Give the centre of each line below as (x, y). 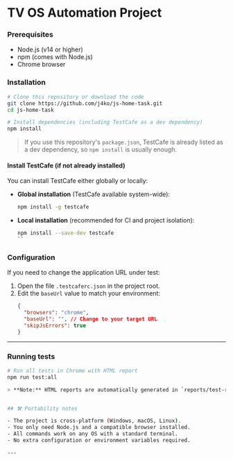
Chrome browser (41, 65)
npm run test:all (32, 377)
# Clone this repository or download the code (76, 97)
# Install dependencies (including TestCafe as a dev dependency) (105, 122)
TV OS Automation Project (85, 13)
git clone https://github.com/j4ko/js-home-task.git (85, 103)
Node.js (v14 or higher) (50, 49)
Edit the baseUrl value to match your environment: (89, 293)
